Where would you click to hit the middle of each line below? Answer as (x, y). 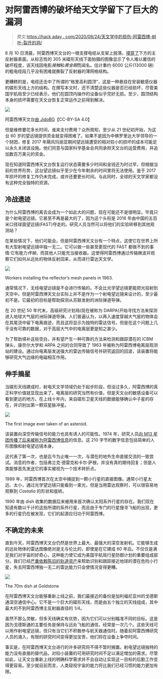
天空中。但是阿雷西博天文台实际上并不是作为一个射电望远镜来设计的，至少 (79, 294)
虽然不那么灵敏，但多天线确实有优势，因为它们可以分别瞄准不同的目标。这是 (81, 619)
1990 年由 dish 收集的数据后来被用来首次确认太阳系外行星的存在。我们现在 (80, 501)
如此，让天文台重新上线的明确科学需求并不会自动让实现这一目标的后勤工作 (79, 660)
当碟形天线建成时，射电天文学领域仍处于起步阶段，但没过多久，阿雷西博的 (79, 386)
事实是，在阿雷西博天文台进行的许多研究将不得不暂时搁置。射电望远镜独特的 (81, 647)
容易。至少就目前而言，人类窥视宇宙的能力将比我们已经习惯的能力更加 (83, 665)
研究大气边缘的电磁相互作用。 (39, 357)
